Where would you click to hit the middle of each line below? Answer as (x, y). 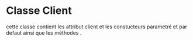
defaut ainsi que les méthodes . (44, 32)
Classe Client (39, 11)
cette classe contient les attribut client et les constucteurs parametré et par (97, 27)
